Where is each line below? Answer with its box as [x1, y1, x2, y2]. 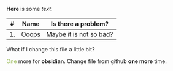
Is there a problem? [51, 20, 109, 28]
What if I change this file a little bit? [6, 46, 95, 53]
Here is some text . [6, 6, 53, 12]
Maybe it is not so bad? [46, 30, 113, 39]
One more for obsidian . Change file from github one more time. [6, 58, 167, 65]
